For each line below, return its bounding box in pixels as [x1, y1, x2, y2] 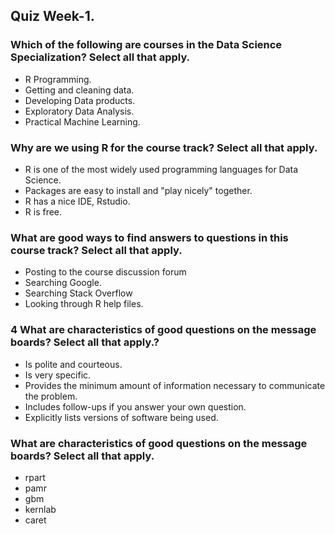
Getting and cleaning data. [24, 84, 135, 96]
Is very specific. [24, 369, 92, 381]
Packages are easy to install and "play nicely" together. [24, 184, 253, 196]
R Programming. [24, 73, 92, 85]
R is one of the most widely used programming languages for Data [24, 163, 299, 175]
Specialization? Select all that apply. [10, 50, 191, 64]
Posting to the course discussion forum [24, 266, 187, 278]
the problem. [24, 390, 78, 402]
